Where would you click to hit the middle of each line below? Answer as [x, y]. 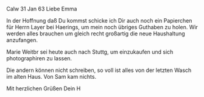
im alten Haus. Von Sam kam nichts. [51, 77]
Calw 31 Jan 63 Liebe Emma [42, 9]
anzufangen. [22, 40]
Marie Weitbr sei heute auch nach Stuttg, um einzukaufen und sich [90, 52]
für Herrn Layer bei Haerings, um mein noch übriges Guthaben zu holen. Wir [102, 27]
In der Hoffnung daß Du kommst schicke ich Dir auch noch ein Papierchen [99, 20]
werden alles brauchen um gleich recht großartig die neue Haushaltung [96, 34]
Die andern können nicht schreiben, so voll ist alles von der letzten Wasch [99, 70]
